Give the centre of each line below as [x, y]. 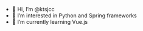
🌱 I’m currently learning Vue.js [50, 22]
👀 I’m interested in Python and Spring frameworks [74, 15]
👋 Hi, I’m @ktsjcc [33, 9]
